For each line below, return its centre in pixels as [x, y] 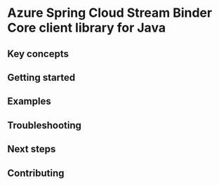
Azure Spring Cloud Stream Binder [110, 13]
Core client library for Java [87, 28]
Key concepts [38, 54]
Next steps [32, 149]
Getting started [41, 78]
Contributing [36, 173]
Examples [29, 101]
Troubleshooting [45, 125]
